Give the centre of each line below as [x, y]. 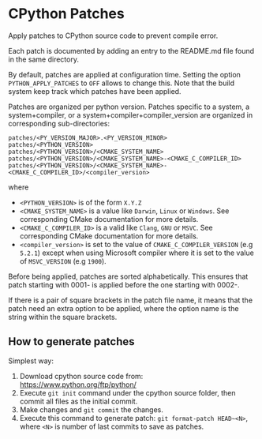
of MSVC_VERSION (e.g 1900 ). [63, 261]
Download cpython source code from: [81, 376]
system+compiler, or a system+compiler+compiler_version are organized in [131, 114]
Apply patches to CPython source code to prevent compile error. [113, 36]
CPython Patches [66, 14]
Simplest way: [31, 361]
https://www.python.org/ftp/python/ [78, 385]
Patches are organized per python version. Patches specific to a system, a [129, 107]
